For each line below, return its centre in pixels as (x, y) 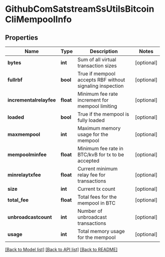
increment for (93, 100)
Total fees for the (97, 197)
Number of (90, 211)
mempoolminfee (27, 154)
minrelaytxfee (24, 175)
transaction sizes (97, 66)
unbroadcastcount (30, 217)
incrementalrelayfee (32, 100)
